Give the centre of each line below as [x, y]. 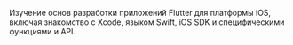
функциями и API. [43, 31]
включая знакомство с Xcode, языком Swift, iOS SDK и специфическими [147, 22]
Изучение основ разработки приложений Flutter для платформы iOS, [140, 13]
